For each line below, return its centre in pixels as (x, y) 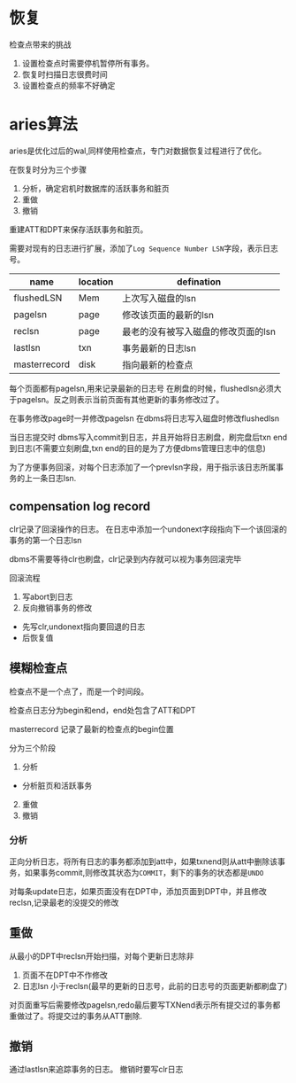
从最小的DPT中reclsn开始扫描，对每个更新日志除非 (102, 956)
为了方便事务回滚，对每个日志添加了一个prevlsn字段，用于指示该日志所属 (143, 467)
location (96, 282)
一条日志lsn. (54, 478)
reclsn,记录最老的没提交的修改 (64, 902)
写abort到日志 (47, 596)
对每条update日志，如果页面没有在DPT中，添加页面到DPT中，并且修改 (138, 891)
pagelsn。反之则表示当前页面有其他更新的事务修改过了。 (120, 399)
